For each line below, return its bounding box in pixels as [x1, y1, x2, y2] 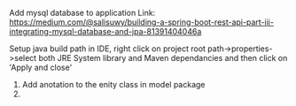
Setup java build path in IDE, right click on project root [9, 43, 206, 54]
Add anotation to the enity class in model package [21, 79, 206, 89]
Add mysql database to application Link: [9, 8, 156, 18]
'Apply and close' [9, 62, 73, 72]
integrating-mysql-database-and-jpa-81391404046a [9, 26, 202, 36]
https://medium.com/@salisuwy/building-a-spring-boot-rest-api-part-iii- [9, 17, 275, 27]
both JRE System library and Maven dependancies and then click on [38, 53, 288, 63]
